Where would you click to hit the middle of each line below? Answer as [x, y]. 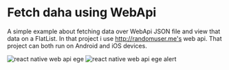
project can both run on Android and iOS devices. [77, 46]
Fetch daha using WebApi [82, 13]
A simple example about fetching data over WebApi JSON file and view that [114, 31]
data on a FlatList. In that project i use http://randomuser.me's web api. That [115, 38]
